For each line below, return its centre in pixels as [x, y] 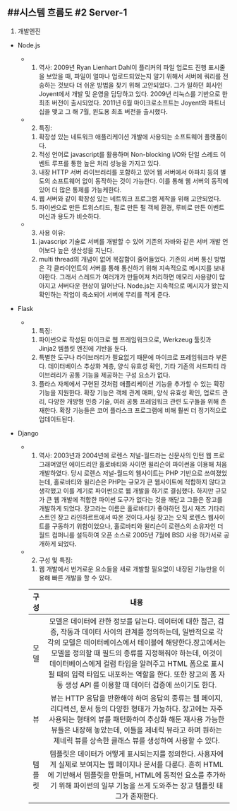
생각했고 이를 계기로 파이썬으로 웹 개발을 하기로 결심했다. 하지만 [126, 491]
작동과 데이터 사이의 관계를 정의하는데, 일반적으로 [138, 631]
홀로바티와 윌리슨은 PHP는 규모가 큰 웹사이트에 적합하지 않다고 [140, 482]
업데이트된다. [57, 419]
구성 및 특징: [55, 560]
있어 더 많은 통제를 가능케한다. [80, 189]
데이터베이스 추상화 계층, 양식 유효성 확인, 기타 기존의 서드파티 [134, 366]
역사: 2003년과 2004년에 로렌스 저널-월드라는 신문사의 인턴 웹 [125, 455]
